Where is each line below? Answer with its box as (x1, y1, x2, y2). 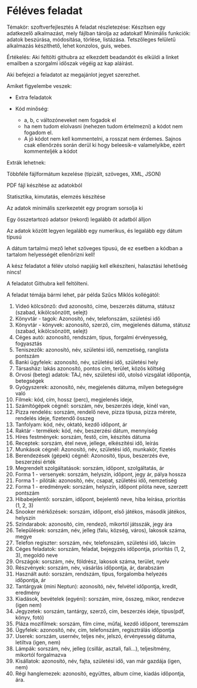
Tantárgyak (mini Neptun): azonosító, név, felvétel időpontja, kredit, (15, 583, 178, 590)
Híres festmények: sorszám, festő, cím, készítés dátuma (15, 433, 151, 440)
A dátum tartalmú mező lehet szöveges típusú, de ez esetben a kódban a (6, 244, 183, 251)
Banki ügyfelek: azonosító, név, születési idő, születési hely (15, 359, 159, 366)
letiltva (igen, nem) (15, 639, 61, 646)
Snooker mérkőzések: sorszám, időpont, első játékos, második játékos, (15, 508, 187, 515)
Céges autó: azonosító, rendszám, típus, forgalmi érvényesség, (15, 333, 168, 340)
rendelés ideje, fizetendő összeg (15, 414, 94, 421)
